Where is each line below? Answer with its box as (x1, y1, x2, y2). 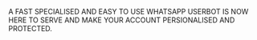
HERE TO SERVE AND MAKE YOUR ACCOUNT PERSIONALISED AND (8, 15, 235, 25)
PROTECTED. (8, 24, 52, 33)
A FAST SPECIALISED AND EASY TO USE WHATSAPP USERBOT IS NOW (8, 7, 249, 16)
